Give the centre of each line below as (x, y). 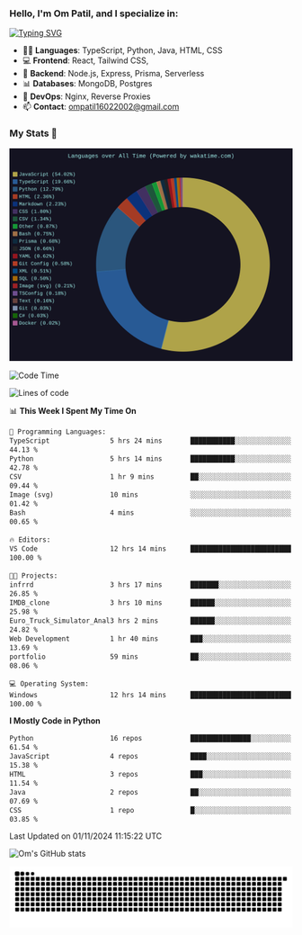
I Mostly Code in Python (55, 720)
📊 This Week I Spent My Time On (73, 410)
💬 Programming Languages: (58, 432)
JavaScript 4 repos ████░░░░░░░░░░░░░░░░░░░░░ (151, 756)
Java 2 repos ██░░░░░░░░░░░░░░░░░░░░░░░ (151, 792)
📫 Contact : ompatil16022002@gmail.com (101, 107)
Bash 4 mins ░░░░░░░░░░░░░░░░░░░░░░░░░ (151, 512)
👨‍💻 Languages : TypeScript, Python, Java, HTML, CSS (122, 50)
